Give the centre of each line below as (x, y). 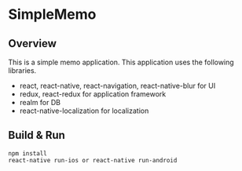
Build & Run (37, 135)
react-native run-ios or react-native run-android (93, 160)
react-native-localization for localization (84, 111)
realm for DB (40, 102)
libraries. (22, 71)
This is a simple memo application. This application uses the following (121, 62)
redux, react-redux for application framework (93, 94)
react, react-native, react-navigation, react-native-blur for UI (117, 85)
